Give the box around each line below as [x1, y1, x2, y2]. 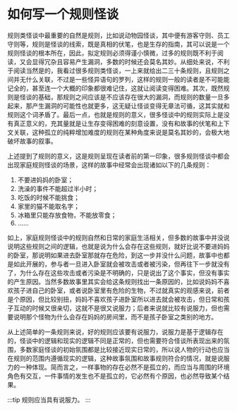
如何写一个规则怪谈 [7, 6, 119, 23]
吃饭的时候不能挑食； [17, 193, 80, 202]
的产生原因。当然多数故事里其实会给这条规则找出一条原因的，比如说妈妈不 [7, 277, 224, 286]
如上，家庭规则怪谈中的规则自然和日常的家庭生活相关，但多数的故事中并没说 [7, 233, 230, 242]
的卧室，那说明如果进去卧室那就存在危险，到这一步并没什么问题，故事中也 [7, 251, 224, 259]
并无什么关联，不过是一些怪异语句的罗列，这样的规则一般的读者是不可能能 [13, 75, 230, 83]
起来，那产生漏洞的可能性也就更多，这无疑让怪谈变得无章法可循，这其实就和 [7, 102, 230, 110]
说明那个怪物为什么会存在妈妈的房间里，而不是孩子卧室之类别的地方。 [13, 312, 217, 321]
